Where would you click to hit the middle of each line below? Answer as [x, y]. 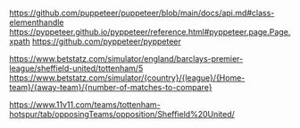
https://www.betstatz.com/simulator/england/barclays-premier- [126, 59]
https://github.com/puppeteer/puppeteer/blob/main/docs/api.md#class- [142, 13]
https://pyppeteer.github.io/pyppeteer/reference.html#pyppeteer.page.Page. [150, 32]
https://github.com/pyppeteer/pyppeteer [107, 41]
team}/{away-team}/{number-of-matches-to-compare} [111, 87]
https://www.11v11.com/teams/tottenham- [85, 105]
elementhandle [37, 22]
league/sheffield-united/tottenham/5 [76, 68]
